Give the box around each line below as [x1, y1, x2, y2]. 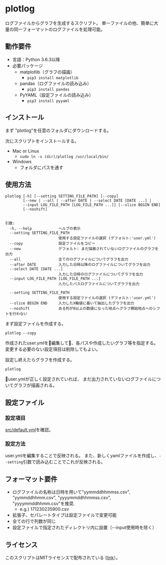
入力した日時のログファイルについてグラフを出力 [58, 272, 143, 277]
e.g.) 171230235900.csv [19, 506, 69, 512]
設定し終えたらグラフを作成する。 [5, 357, 75, 363]
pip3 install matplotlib [27, 75, 79, 80]
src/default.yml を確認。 [5, 427, 54, 433]
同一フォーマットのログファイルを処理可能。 [13, 26, 105, 32]
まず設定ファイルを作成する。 [5, 321, 66, 327]
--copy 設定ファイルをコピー [9, 241, 96, 246]
